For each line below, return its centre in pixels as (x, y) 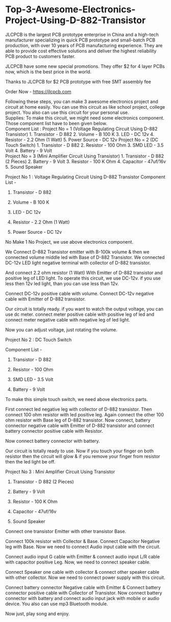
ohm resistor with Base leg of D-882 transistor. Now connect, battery (78, 420)
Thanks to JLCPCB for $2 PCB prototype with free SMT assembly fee (78, 82)
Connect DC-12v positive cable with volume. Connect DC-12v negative (80, 293)
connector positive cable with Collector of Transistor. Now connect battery (84, 593)
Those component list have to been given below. (56, 123)
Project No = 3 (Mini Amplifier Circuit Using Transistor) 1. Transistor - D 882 (85, 156)
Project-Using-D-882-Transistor (76, 20)
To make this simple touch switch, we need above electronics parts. (77, 399)
